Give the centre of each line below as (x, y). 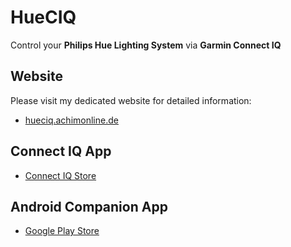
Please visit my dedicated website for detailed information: (131, 100)
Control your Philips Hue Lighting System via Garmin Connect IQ (146, 45)
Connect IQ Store (60, 175)
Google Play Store (62, 231)
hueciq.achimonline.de (71, 120)
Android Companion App (89, 206)
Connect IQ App (61, 151)
